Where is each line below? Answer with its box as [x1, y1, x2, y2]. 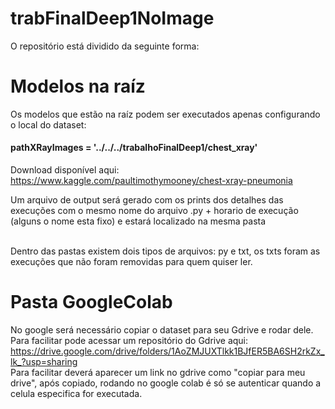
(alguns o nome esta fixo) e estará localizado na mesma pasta [10, 215, 267, 227]
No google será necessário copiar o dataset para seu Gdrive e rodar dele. [10, 324, 314, 336]
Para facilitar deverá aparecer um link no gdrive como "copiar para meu [10, 367, 306, 379]
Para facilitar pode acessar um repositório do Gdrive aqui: [10, 335, 249, 347]
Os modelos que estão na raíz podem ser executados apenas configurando [10, 108, 321, 120]
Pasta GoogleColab [10, 291, 173, 314]
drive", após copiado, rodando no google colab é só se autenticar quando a [10, 377, 322, 389]
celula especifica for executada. [10, 388, 143, 400]
